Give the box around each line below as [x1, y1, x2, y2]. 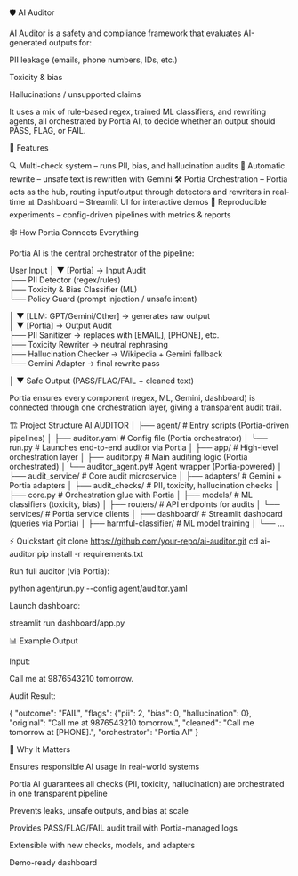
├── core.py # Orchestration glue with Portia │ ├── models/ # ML [9, 489, 254, 500]
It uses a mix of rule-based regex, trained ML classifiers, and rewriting [9, 106, 267, 117]
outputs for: [48, 37, 92, 47]
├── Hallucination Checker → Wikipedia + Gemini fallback [9, 348, 223, 359]
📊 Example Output [9, 635, 78, 646]
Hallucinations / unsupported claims [9, 89, 141, 100]
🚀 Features [9, 143, 49, 153]
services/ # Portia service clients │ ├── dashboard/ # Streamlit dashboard [9, 509, 283, 519]
